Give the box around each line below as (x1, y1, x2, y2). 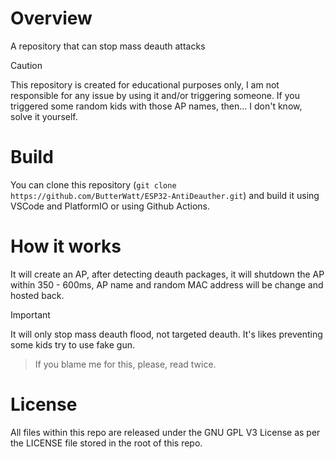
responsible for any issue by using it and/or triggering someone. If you (10, 89, 301, 101)
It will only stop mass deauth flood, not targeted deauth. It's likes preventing (10, 328, 323, 340)
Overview (10, 7, 93, 30)
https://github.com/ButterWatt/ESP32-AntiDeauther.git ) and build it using (10, 189, 320, 201)
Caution (10, 59, 43, 71)
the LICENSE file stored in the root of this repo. (10, 437, 203, 449)
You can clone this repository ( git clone (10, 178, 177, 191)
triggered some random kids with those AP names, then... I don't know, (10, 100, 303, 112)
